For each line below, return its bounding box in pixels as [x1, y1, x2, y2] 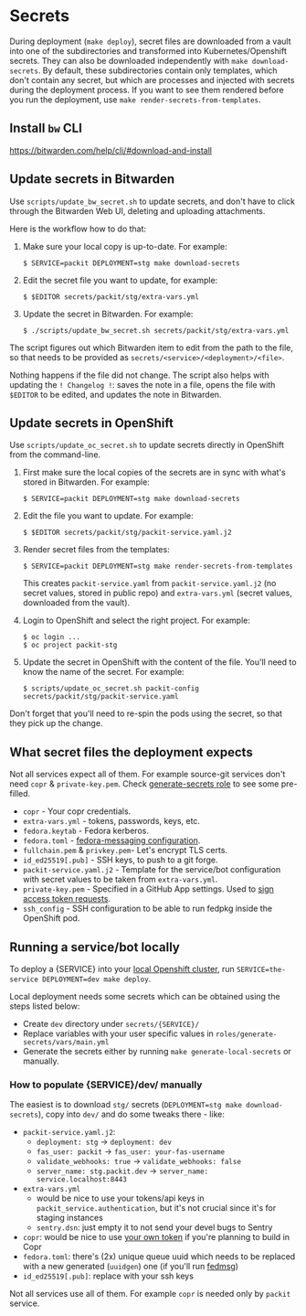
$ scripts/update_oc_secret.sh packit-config [22, 684, 199, 693]
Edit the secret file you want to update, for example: [22, 274, 218, 285]
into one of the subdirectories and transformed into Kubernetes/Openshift [9, 45, 288, 56]
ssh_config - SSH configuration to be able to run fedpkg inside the [22, 903, 272, 915]
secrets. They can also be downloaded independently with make [9, 55, 248, 66]
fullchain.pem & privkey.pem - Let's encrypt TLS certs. [22, 845, 228, 856]
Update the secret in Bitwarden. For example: [22, 308, 194, 319]
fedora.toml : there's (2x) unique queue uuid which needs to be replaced [22, 1251, 296, 1262]
